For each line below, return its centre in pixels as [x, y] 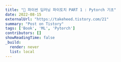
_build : [13, 42]
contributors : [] [23, 33]
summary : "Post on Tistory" [35, 24]
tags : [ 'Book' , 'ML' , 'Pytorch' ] [40, 28]
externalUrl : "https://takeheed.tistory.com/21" [57, 19]
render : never [24, 47]
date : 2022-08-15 [23, 14]
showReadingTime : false [30, 38]
